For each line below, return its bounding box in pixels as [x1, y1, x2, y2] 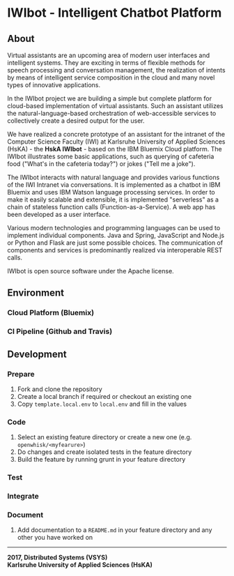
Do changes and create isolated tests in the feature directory [17, 448, 192, 456]
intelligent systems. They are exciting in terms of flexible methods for [7, 59, 205, 67]
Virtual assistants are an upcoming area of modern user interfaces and [7, 51, 210, 59]
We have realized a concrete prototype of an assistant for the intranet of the [7, 130, 225, 138]
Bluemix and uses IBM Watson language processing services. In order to [7, 188, 215, 196]
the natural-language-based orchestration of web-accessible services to [7, 109, 217, 117]
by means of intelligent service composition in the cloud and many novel [7, 73, 215, 82]
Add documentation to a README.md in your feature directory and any [17, 526, 212, 534]
